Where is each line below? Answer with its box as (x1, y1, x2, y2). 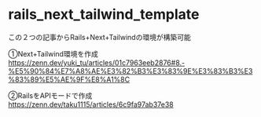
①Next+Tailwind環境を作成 (8, 49, 98, 58)
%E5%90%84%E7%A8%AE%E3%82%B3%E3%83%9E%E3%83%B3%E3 (8, 66, 253, 75)
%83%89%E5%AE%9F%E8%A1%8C (8, 75, 130, 84)
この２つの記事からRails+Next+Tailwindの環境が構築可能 (8, 32, 191, 42)
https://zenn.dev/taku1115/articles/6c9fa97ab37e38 (8, 100, 175, 109)
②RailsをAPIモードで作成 (8, 90, 93, 100)
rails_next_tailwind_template (8, 5, 200, 24)
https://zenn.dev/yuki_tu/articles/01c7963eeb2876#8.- (8, 57, 186, 68)
